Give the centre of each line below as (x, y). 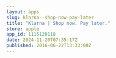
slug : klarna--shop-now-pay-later (50, 18)
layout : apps (23, 12)
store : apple (23, 29)
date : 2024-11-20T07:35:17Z (42, 40)
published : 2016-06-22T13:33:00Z (49, 46)
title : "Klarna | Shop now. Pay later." (59, 23)
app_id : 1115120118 (31, 34)
